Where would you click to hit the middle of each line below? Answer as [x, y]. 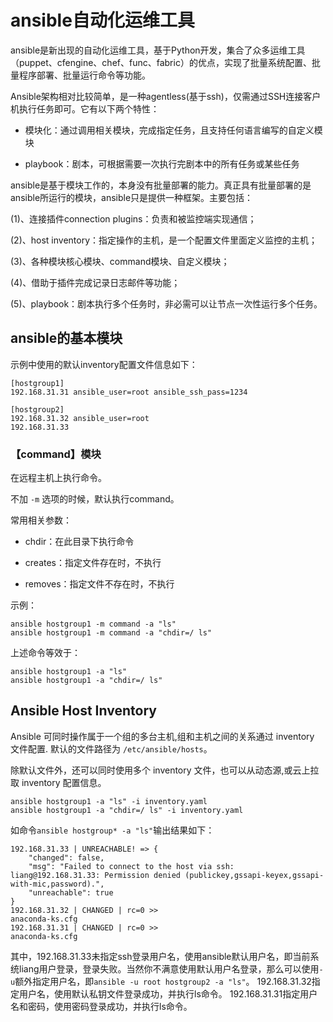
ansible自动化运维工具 [102, 20]
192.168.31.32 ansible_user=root [80, 418]
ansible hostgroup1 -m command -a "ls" [93, 624]
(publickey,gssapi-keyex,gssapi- [254, 875]
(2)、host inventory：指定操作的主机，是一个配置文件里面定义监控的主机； [164, 240]
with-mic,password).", [57, 884]
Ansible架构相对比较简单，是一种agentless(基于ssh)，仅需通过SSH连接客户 [166, 96]
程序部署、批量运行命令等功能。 [84, 75]
